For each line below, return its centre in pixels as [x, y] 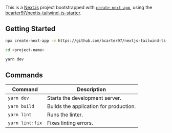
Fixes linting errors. [70, 123]
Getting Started [30, 29]
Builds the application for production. [91, 106]
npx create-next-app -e [31, 40]
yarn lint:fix [25, 123]
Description [91, 90]
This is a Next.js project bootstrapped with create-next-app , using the [79, 7]
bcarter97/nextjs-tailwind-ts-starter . [44, 13]
